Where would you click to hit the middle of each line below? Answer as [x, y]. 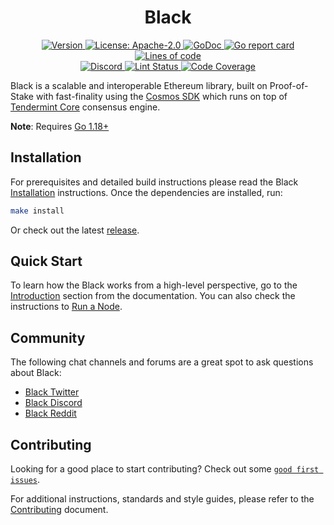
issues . [25, 480]
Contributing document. [59, 510]
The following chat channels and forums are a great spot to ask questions [162, 362]
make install [37, 211]
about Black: [36, 373]
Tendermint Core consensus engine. [85, 107]
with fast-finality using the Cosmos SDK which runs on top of [161, 96]
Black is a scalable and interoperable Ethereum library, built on [139, 85]
